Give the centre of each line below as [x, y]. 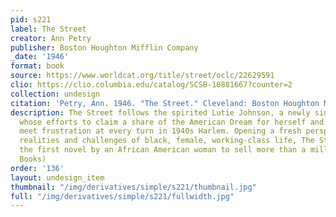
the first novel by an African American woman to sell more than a [163, 150]
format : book [37, 66]
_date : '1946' [40, 57]
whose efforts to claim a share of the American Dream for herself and [172, 122]
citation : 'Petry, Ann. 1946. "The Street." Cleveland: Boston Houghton [165, 103]
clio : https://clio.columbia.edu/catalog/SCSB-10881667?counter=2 [151, 85]
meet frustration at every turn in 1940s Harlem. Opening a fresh [160, 131]
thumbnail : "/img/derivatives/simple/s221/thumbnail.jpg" [133, 187]
